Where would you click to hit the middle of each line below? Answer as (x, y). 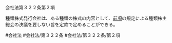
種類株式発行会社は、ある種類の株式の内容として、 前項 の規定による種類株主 (86, 18)
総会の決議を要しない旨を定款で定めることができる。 (62, 25)
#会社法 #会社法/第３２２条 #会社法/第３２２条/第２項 (63, 35)
